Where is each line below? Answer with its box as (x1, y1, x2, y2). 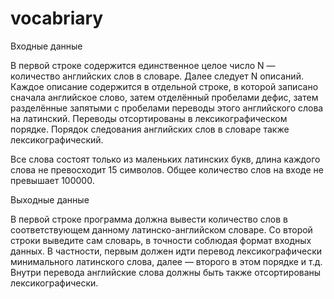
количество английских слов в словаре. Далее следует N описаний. (10, 70, 304, 82)
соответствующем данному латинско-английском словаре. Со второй (10, 223, 313, 236)
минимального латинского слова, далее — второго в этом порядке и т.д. (10, 255, 323, 267)
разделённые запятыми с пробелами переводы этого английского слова (10, 102, 324, 114)
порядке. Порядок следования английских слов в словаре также (10, 123, 290, 135)
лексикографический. (10, 133, 104, 146)
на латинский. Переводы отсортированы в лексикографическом (10, 112, 288, 124)
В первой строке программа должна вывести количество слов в (10, 213, 288, 225)
